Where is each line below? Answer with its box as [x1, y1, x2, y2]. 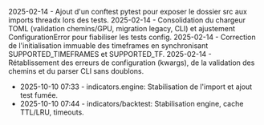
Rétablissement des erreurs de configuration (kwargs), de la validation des [8, 58, 255, 67]
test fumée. [19, 91, 59, 99]
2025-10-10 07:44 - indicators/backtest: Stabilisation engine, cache [19, 99, 244, 108]
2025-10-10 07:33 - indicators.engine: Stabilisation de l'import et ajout [19, 82, 253, 91]
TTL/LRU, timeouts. [19, 107, 84, 117]
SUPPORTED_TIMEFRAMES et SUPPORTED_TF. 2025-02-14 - [8, 50, 213, 58]
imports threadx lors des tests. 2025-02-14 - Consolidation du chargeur [8, 15, 246, 25]
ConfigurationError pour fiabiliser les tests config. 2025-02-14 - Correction [8, 32, 256, 42]
